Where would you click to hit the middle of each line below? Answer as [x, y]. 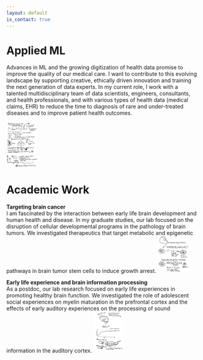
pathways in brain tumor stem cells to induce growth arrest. [81, 270]
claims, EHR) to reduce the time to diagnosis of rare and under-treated [95, 107]
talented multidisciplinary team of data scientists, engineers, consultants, [98, 94]
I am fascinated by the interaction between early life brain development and [102, 213]
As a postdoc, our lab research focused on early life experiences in [91, 289]
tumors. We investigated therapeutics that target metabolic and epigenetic [100, 232]
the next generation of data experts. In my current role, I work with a [92, 87]
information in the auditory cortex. [49, 351]
